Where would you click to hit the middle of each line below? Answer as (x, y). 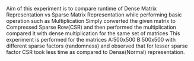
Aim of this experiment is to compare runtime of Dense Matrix (82, 9)
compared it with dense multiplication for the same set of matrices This (93, 33)
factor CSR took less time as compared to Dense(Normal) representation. (96, 52)
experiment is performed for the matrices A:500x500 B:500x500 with (91, 40)
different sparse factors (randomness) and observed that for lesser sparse (97, 46)
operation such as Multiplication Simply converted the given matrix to (91, 21)
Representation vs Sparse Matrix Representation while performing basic (94, 15)
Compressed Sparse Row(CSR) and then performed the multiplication (91, 27)
